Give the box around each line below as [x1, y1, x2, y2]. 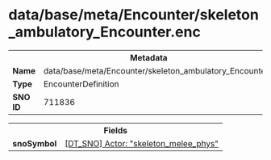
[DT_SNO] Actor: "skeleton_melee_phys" [64, 137, 219, 149]
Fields [103, 124, 127, 136]
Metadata [130, 52, 168, 63]
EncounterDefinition [43, 78, 119, 90]
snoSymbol [12, 137, 57, 149]
